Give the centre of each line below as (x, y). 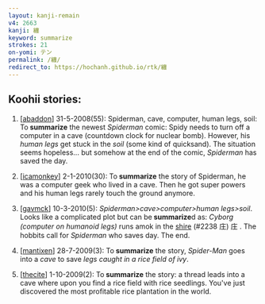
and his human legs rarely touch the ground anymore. (108, 193)
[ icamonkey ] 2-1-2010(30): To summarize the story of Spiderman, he (133, 176)
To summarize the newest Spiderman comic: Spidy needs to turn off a (135, 127)
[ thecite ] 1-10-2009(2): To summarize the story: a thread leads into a (132, 274)
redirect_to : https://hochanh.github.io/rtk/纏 (88, 67)
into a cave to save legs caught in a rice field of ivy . (104, 259)
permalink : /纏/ (35, 60)
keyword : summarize (40, 38)
